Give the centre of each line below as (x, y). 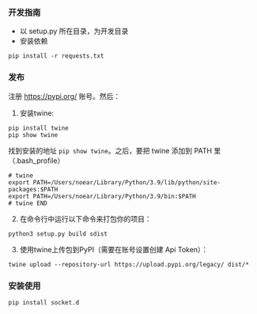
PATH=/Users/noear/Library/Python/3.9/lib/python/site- (127, 182)
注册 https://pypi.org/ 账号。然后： (64, 96)
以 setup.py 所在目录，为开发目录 (74, 31)
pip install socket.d (44, 302)
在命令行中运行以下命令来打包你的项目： (85, 218)
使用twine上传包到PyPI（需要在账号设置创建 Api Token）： (114, 249)
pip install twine (38, 128)
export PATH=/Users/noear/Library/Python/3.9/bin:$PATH (102, 196)
